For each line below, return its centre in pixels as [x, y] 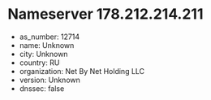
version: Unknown [50, 80]
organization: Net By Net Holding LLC [82, 71]
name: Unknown [47, 45]
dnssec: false [42, 88]
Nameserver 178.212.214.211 [105, 14]
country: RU [39, 63]
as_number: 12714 [50, 37]
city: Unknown [43, 54]
